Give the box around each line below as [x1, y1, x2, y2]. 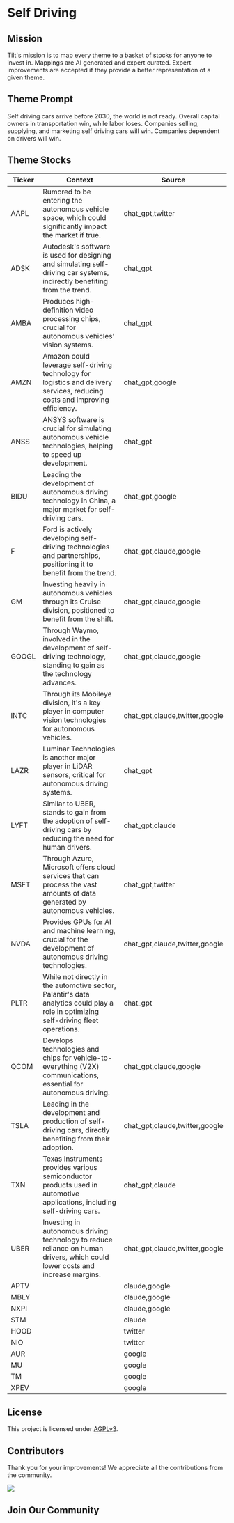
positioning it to [42, 559, 93, 569]
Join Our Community [7, 1504, 100, 1516]
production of [42, 1116, 87, 1126]
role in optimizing [42, 1006, 100, 1016]
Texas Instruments [42, 1154, 103, 1164]
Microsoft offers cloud [42, 862, 116, 872]
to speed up [42, 449, 82, 459]
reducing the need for [42, 834, 114, 843]
